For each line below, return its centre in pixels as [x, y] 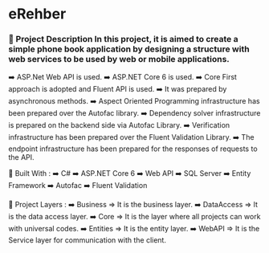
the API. [21, 157]
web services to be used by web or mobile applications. [119, 59]
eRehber [37, 14]
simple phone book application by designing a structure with [129, 49]
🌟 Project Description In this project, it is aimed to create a [123, 39]
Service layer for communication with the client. [88, 240]
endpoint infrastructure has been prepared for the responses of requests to [133, 149]
